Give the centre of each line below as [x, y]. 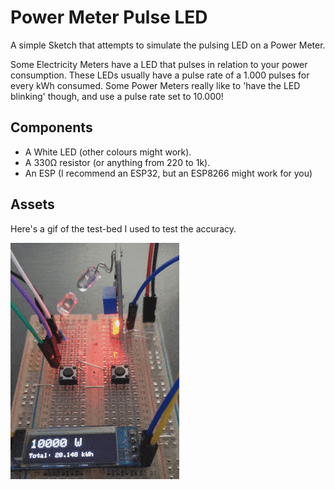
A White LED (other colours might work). [108, 152]
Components [51, 127]
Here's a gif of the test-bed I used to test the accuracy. [123, 228]
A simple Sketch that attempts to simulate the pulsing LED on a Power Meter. [168, 45]
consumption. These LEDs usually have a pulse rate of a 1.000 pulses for [160, 75]
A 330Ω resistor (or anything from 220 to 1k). [117, 162]
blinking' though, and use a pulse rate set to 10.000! [117, 96]
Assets [32, 204]
